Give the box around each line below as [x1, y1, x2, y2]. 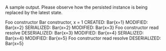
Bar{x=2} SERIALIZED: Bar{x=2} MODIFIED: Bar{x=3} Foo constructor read [5, 24, 159, 30]
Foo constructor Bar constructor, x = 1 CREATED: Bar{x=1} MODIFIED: [5, 19, 148, 25]
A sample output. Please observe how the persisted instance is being [5, 4, 148, 10]
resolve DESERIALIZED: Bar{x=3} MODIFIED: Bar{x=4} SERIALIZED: [5, 30, 144, 35]
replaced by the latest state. [5, 9, 63, 15]
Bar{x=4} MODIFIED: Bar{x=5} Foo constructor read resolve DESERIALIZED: [5, 35, 161, 41]
